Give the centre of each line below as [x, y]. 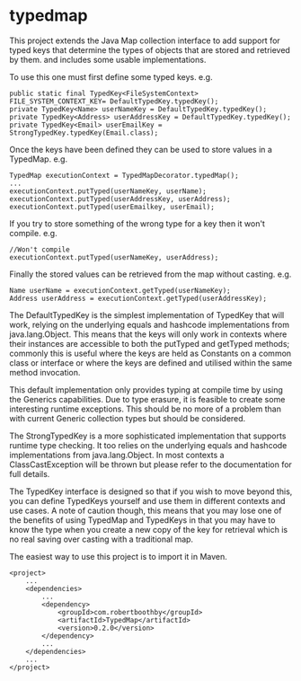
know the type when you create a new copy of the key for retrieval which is [149, 529]
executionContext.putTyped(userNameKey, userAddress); [114, 257]
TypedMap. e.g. [39, 159]
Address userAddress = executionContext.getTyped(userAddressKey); [138, 298]
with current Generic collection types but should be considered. [128, 418]
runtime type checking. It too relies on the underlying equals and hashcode [148, 445]
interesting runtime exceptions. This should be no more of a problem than [145, 409]
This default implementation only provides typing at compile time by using [146, 389]
